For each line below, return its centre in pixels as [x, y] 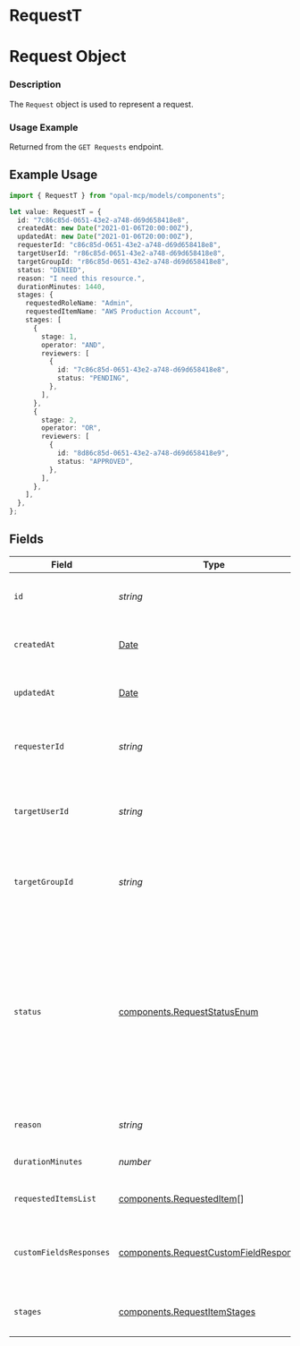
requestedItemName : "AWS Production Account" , [113, 312]
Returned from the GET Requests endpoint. [87, 146]
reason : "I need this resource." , [81, 279]
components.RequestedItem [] [181, 1198]
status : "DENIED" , [52, 270]
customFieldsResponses [62, 1252]
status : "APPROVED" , [95, 461]
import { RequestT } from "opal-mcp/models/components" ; [117, 195]
